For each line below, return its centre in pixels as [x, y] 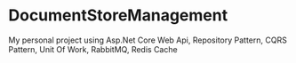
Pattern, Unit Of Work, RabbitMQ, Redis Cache [93, 49]
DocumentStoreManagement [118, 16]
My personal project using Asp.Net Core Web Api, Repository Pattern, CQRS [148, 40]
